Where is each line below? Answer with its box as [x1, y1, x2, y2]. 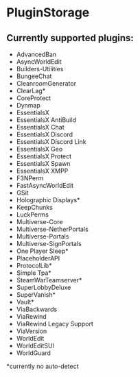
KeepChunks [16, 204, 53, 211]
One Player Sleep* [16, 247, 69, 255]
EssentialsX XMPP [16, 167, 69, 175]
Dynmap [16, 101, 40, 109]
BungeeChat [16, 72, 52, 80]
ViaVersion [16, 327, 47, 335]
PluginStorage [6, 5, 90, 21]
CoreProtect [16, 94, 51, 102]
